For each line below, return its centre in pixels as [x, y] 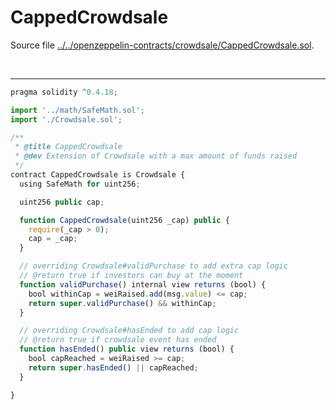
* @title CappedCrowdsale [68, 147]
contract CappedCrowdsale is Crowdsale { [98, 175]
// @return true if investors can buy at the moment [131, 276]
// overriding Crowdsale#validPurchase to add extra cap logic [153, 266]
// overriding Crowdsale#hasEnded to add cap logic [129, 331]
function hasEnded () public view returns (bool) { [127, 349]
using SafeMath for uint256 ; [80, 184]
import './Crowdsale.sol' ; [66, 119]
